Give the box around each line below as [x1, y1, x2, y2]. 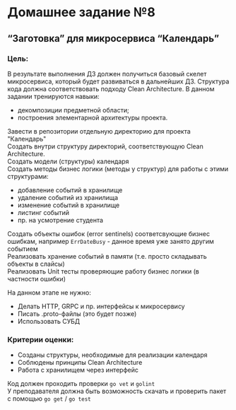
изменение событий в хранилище [17, 201, 120, 209]
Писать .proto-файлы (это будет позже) [17, 309, 137, 318]
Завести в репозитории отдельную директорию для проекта [7, 127, 191, 135]
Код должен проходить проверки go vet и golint [7, 380, 155, 388]
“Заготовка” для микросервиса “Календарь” [7, 33, 220, 45]
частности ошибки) [7, 274, 66, 283]
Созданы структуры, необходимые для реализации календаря [17, 351, 208, 359]
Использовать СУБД [17, 317, 80, 325]
